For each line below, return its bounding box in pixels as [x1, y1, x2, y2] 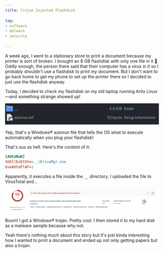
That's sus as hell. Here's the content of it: [5, 144, 90, 150]
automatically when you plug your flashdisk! [5, 135, 94, 140]
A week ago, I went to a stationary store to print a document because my [5, 53, 151, 59]
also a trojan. [5, 242, 31, 248]
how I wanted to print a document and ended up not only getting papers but [5, 237, 158, 243]
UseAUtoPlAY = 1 [5, 164, 34, 169]
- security [5, 34, 27, 39]
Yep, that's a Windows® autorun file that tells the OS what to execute [5, 130, 143, 136]
